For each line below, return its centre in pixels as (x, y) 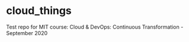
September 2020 (27, 33)
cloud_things (39, 11)
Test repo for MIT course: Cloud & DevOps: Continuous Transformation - (95, 27)
